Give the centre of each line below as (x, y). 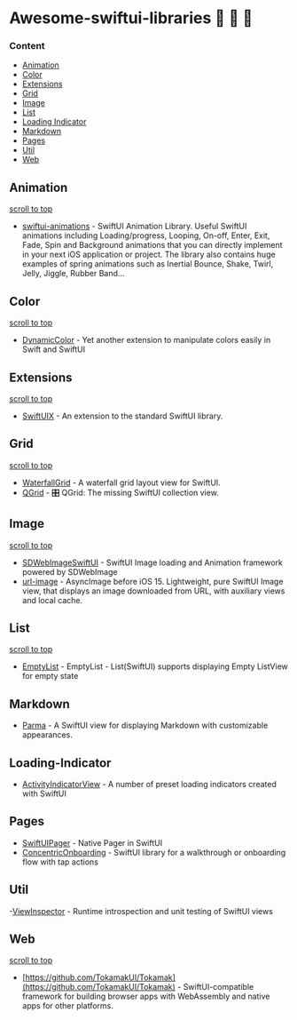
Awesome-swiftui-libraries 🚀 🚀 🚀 (131, 18)
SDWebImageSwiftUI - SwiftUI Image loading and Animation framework (152, 562)
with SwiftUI (44, 793)
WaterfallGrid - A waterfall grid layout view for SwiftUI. (121, 482)
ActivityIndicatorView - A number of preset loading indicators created (149, 784)
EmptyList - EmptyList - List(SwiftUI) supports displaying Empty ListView (155, 666)
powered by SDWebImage (70, 571)
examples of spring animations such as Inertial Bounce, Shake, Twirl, (148, 264)
